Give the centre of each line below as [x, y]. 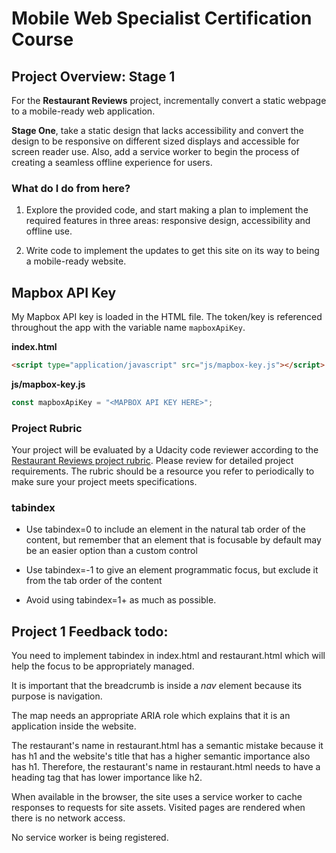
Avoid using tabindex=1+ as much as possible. [121, 600]
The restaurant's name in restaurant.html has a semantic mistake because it [167, 746]
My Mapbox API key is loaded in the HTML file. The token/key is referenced [167, 317]
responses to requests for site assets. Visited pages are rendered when [158, 808]
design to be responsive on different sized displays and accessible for [155, 141]
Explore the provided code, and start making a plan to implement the [167, 210]
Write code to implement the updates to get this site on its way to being [172, 251]
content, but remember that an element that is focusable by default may [173, 540]
